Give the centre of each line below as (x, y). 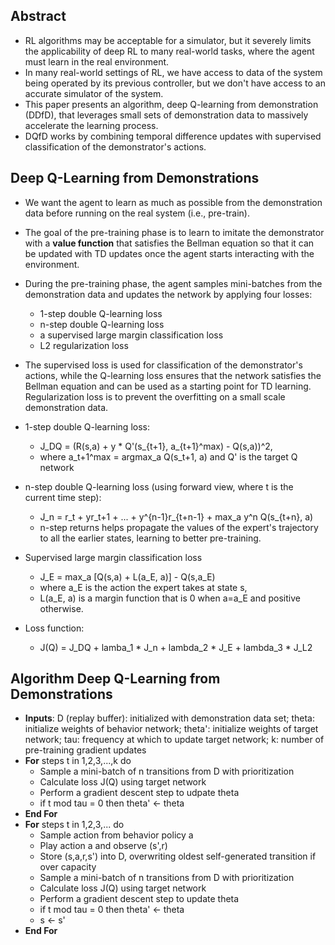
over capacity (68, 867)
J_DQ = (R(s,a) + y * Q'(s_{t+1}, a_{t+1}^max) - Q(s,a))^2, (156, 446)
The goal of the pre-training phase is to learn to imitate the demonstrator (174, 232)
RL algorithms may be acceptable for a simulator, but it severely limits (168, 40)
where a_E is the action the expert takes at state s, (143, 587)
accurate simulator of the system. (94, 93)
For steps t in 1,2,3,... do (74, 825)
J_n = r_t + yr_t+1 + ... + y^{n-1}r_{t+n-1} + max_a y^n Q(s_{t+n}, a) (176, 516)
